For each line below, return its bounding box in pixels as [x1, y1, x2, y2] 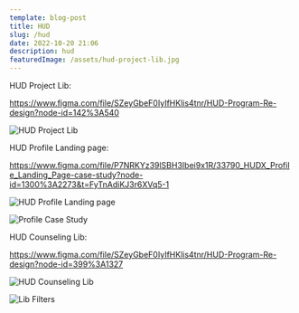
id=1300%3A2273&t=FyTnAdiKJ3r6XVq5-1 [9, 179, 170, 190]
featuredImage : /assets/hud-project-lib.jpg [9, 55, 180, 64]
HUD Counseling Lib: [9, 232, 88, 242]
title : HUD [9, 22, 51, 31]
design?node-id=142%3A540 [9, 108, 120, 118]
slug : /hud [9, 30, 51, 39]
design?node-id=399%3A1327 [9, 259, 124, 270]
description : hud [9, 47, 75, 56]
